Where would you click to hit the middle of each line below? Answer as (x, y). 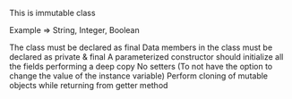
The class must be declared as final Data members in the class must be (141, 47)
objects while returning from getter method (89, 85)
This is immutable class (52, 13)
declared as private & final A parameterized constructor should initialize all (146, 57)
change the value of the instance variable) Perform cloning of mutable (139, 76)
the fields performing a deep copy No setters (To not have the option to (141, 66)
